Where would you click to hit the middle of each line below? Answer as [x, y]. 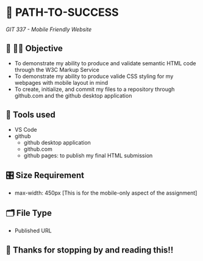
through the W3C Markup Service [57, 70]
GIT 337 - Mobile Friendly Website [49, 29]
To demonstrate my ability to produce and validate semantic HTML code [105, 63]
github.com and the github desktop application [73, 95]
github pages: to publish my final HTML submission [88, 156]
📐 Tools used [30, 115]
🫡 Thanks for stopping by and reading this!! [90, 250]
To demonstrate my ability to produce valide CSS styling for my [94, 76]
